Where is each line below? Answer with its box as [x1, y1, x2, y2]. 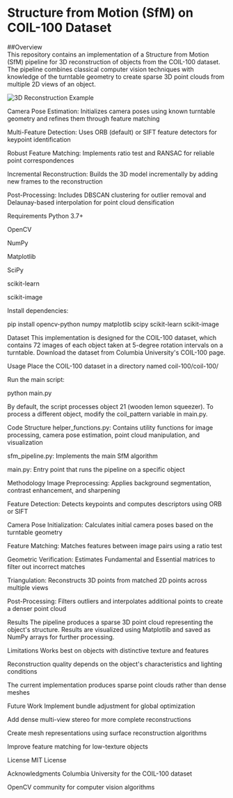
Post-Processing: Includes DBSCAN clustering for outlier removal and [7, 191, 207, 199]
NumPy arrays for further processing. [7, 633, 115, 641]
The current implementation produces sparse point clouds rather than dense [7, 681, 227, 689]
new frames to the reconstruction [7, 177, 103, 186]
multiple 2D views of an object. [7, 80, 96, 88]
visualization [7, 438, 43, 446]
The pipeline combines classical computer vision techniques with [7, 65, 194, 73]
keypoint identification [7, 135, 71, 144]
